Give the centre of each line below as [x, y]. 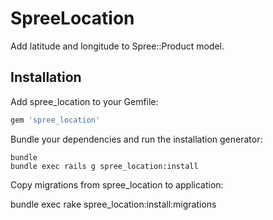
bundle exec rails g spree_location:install [104, 166]
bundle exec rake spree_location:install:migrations [113, 204]
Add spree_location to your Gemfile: [84, 101]
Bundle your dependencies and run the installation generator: [136, 139]
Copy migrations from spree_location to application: [117, 184]
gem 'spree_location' [55, 120]
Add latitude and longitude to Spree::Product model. [117, 46]
